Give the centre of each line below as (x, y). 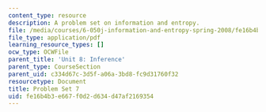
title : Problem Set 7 (44, 89)
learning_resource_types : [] (56, 45)
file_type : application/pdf (55, 37)
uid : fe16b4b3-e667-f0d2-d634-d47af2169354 (81, 96)
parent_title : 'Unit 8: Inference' (67, 60)
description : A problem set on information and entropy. (104, 23)
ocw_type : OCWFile (38, 52)
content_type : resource (47, 15)
